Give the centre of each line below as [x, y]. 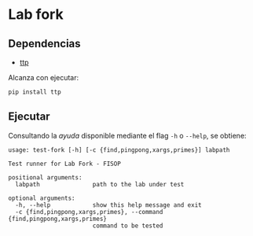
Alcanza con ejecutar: [44, 77]
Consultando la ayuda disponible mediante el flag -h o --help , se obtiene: [127, 135]
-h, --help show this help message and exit [108, 205]
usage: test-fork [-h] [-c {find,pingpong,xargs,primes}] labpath [119, 150]
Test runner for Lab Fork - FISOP [65, 164]
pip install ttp [35, 92]
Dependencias [44, 44]
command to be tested [128, 226]
